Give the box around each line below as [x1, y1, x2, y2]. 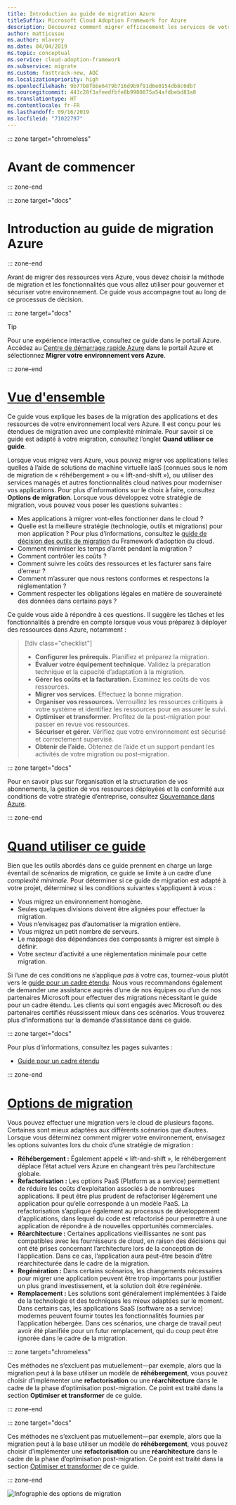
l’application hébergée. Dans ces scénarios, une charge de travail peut [17, 1319, 222, 1328]
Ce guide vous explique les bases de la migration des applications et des [7, 413, 218, 421]
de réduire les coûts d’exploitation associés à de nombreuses [17, 1185, 195, 1193]
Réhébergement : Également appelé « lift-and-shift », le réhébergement [17, 1154, 226, 1163]
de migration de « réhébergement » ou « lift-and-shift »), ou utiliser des [7, 471, 214, 480]
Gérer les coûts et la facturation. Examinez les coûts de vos [34, 675, 211, 684]
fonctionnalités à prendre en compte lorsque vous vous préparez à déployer [7, 618, 227, 627]
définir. [17, 942, 39, 951]
